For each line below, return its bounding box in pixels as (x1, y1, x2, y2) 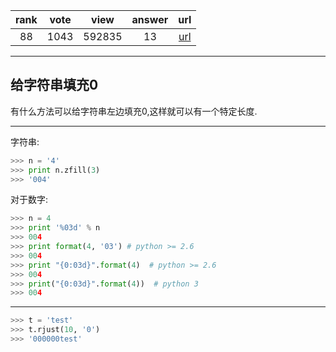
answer (131, 13, 169, 26)
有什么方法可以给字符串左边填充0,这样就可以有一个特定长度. (10, 105, 258, 117)
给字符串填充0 (10, 77, 99, 94)
